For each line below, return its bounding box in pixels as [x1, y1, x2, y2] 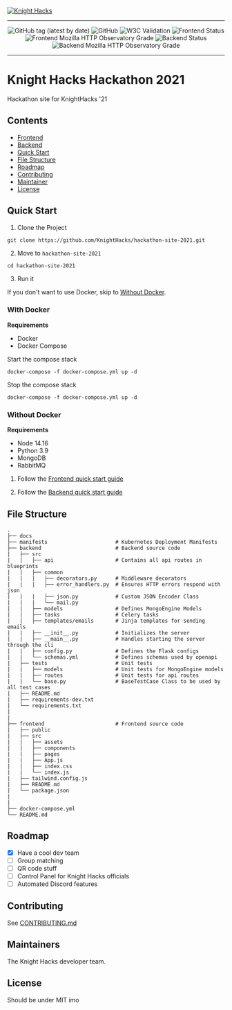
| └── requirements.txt [7, 702, 81, 709]
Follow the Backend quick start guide [17, 488, 123, 497]
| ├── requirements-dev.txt [7, 696, 95, 703]
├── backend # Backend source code [7, 544, 181, 551]
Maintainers [7, 939, 61, 950]
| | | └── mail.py [7, 599, 79, 606]
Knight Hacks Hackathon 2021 [7, 72, 185, 88]
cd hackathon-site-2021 [7, 262, 76, 269]
